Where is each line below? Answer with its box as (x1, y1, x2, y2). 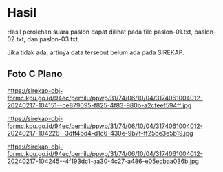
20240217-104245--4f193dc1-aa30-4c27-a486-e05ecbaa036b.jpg (7, 157, 200, 165)
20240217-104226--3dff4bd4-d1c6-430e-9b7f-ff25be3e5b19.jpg (7, 129, 194, 137)
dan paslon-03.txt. (27, 34, 80, 43)
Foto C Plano (7, 68, 63, 80)
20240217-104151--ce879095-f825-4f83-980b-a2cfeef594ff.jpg (7, 101, 192, 109)
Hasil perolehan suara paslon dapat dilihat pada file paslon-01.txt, (7, 28, 193, 36)
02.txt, (7, 34, 26, 43)
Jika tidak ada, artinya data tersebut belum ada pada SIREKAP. (7, 48, 184, 56)
